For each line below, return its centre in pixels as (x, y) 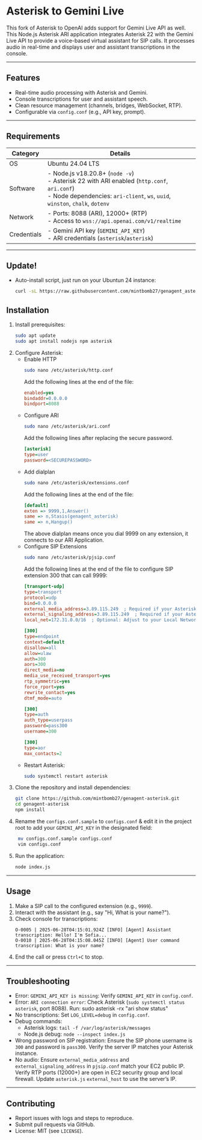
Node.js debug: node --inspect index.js (75, 1034)
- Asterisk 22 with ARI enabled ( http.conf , (108, 181)
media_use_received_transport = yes (67, 676)
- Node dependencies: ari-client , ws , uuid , (109, 196)
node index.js (32, 867)
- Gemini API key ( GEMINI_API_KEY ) (96, 230)
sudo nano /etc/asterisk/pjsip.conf (70, 558)
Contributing (31, 1104)
